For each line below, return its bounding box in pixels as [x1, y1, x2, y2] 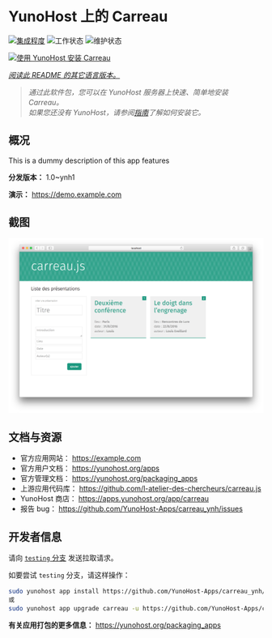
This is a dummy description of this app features [8, 155, 170, 165]
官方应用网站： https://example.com [19, 453, 142, 463]
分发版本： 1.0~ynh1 [8, 172, 75, 182]
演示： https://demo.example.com [8, 189, 122, 199]
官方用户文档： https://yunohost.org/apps [19, 463, 160, 474]
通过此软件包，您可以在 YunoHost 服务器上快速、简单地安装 [28, 87, 229, 97]
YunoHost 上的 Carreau [8, 7, 168, 26]
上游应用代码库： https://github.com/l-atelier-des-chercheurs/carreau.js [19, 483, 261, 494]
